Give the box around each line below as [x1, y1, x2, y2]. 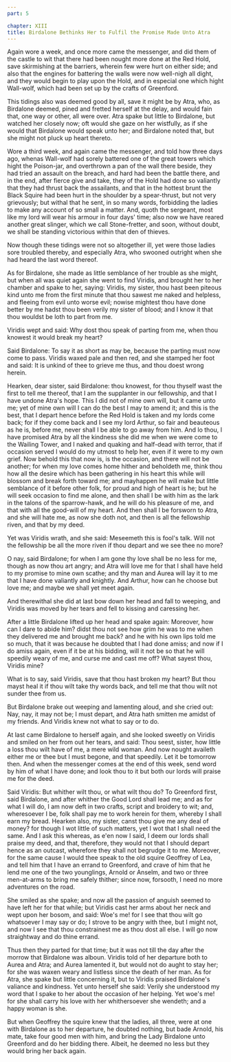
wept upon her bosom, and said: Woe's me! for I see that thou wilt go [7, 911, 203, 919]
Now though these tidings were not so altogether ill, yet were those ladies [7, 241, 216, 250]
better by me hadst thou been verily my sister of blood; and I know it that [7, 305, 213, 313]
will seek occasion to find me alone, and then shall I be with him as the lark [7, 491, 219, 500]
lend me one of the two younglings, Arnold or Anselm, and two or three [7, 868, 208, 876]
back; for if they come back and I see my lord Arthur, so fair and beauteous [7, 419, 220, 427]
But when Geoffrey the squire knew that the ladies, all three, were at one [7, 1018, 212, 1026]
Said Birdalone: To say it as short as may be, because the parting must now [7, 346, 221, 355]
